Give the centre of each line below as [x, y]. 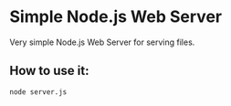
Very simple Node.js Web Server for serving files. [102, 42]
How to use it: [49, 71]
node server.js [38, 92]
